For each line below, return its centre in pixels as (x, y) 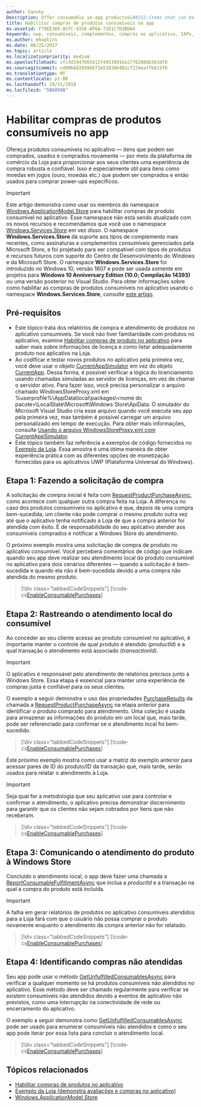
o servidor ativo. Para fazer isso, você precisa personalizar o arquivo (100, 385)
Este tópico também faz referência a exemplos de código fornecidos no (103, 442)
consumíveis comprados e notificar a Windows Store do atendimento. (92, 534)
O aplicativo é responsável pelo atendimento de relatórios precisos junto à (98, 674)
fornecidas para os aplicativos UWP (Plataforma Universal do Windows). (104, 461)
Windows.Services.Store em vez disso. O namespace (72, 230)
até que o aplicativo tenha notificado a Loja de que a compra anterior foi (95, 520)
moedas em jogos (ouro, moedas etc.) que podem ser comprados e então (97, 174)
